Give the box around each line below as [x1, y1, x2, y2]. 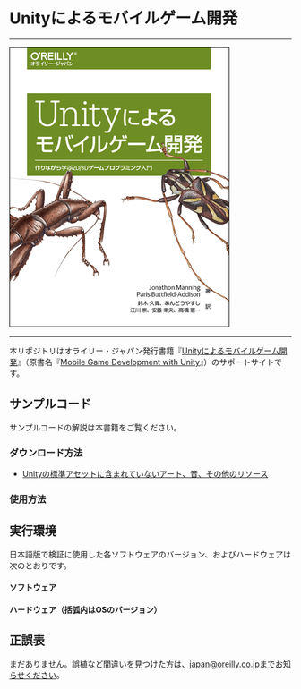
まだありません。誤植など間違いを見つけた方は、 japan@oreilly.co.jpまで [9, 659, 276, 669]
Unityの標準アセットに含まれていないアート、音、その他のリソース [21, 469, 269, 480]
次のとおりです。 [9, 560, 72, 571]
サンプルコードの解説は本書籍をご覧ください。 [9, 421, 182, 432]
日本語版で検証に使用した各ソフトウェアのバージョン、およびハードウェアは [9, 549, 291, 559]
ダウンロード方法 [9, 447, 83, 459]
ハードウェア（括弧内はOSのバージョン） [9, 604, 162, 615]
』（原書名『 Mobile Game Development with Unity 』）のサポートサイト [17, 356, 275, 367]
